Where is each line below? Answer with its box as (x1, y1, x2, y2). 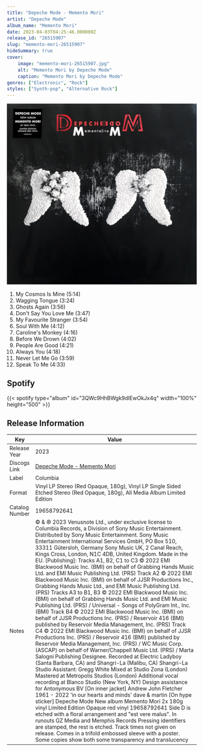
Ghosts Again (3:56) (15, 303, 66, 310)
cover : (7, 54, 23, 60)
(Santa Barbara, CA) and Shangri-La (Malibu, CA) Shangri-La (35, 659, 189, 667)
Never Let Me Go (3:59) (15, 354, 75, 362)
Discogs (9, 459, 30, 467)
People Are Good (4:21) (15, 341, 74, 349)
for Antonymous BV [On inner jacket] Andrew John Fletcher (35, 685, 183, 693)
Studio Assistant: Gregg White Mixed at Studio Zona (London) (35, 666, 188, 673)
